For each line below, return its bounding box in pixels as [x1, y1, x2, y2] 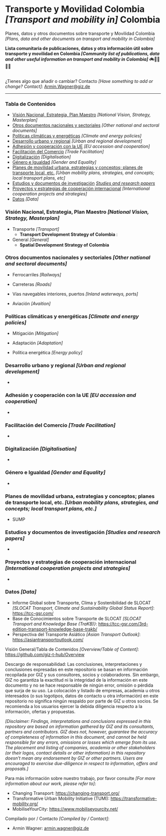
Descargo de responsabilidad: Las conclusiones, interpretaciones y [5, 661, 142, 667]
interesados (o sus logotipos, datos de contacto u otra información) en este [5, 693, 159, 699]
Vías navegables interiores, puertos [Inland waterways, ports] [12, 291, 138, 297]
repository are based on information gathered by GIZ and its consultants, [5, 723, 155, 729]
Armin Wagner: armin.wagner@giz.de [12, 825, 89, 831]
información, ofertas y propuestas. [5, 708, 76, 714]
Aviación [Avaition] [12, 300, 51, 306]
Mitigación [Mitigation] [12, 330, 59, 336]
